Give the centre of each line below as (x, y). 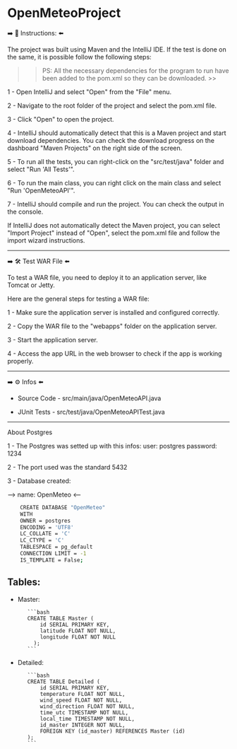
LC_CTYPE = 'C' (42, 540)
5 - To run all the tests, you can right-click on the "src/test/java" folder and (116, 161)
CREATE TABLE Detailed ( (63, 681)
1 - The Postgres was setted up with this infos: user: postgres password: (112, 446)
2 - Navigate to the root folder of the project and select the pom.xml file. (112, 105)
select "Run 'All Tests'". (41, 169)
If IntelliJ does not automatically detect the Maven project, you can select (114, 225)
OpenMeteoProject (64, 13)
